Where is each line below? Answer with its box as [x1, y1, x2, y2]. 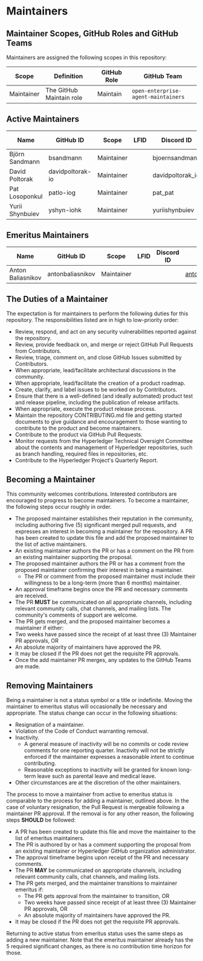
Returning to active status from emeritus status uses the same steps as [6, 930, 183, 937]
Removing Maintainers [6, 680, 94, 690]
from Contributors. [14, 347, 62, 355]
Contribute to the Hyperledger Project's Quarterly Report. [14, 457, 158, 464]
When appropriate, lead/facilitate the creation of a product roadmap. [14, 379, 185, 387]
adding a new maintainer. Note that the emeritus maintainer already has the [6, 936, 194, 943]
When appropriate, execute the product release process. [14, 405, 156, 413]
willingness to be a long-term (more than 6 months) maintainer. [24, 579, 181, 586]
